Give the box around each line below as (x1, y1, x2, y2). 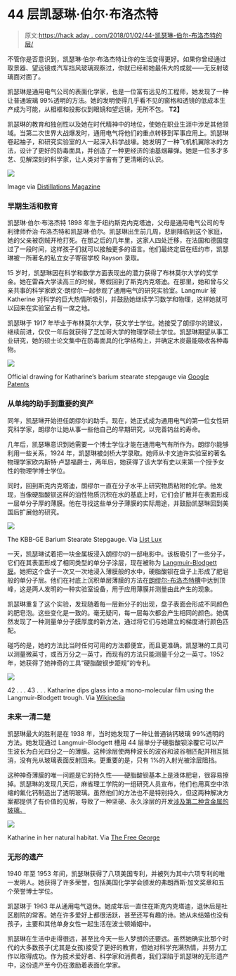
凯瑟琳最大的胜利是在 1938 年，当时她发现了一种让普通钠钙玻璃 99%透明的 (7, 729, 225, 737)
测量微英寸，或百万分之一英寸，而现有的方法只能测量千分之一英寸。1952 (13, 649, 225, 658)
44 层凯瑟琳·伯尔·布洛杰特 (7, 6, 159, 23)
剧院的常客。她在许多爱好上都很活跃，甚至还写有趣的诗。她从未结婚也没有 (13, 911, 229, 919)
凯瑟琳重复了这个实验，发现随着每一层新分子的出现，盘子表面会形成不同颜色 (7, 600, 229, 608)
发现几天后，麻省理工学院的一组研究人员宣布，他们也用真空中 (44, 779, 223, 788)
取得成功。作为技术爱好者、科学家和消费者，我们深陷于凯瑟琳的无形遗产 (19, 952, 229, 961)
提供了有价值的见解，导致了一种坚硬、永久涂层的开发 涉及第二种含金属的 (19, 797, 229, 806)
